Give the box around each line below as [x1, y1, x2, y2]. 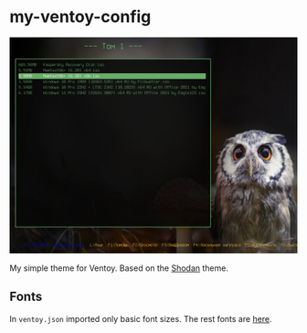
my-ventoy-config [9, 6, 152, 27]
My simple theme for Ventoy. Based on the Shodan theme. [9, 263, 228, 274]
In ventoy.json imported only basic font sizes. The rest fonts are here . [9, 313, 272, 324]
